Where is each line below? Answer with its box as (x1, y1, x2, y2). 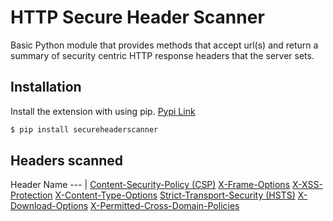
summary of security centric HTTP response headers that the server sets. (10, 49, 315, 61)
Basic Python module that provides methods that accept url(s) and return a (10, 39, 319, 51)
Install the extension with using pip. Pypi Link (10, 105, 196, 117)
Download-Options (10, 200, 89, 212)
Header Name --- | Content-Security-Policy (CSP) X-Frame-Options (10, 179, 291, 191)
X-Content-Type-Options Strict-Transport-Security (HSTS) (54, 189, 296, 201)
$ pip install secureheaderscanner (10, 124, 159, 135)
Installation (10, 79, 82, 96)
